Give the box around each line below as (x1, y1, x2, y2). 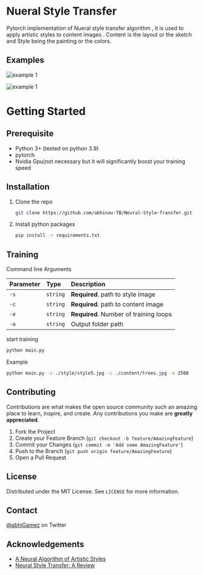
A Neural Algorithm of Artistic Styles (15, 556, 106, 563)
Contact (6, 505, 38, 515)
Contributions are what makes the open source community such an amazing (6, 403, 198, 411)
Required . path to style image (71, 291, 156, 299)
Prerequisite (6, 129, 54, 139)
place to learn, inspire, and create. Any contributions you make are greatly (6, 409, 193, 417)
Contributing (6, 387, 56, 397)
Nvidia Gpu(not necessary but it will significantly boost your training (15, 157, 185, 165)
